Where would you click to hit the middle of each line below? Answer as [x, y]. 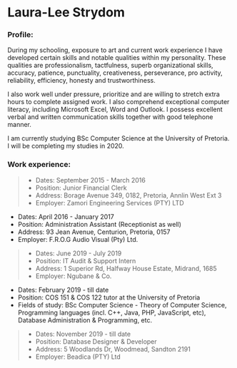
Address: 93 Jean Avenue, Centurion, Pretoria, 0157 [94, 232]
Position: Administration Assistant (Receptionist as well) [100, 224]
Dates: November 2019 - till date [83, 334]
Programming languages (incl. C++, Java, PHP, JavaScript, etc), [112, 312]
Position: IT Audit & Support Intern [86, 260]
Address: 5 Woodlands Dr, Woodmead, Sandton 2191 [113, 349]
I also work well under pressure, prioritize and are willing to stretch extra [114, 94]
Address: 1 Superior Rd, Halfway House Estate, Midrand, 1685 [126, 268]
